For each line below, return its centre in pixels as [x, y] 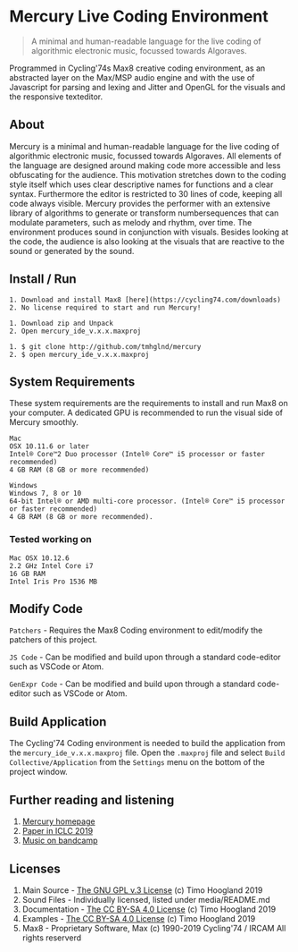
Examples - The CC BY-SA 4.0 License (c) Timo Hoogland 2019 [139, 918]
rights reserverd [52, 938]
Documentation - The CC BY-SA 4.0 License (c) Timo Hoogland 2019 [149, 909]
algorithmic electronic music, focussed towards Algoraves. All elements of [146, 156]
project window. [39, 772]
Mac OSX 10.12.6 [39, 558]
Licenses [35, 868]
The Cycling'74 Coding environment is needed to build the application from [147, 744]
